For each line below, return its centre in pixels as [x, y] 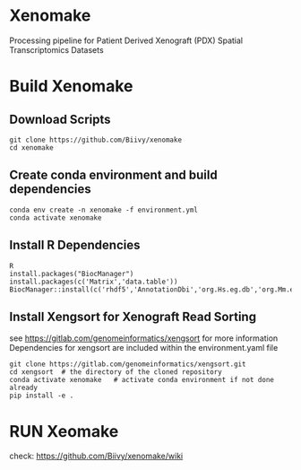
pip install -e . [42, 396]
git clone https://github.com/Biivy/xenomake [95, 140]
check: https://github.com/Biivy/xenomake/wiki [96, 456]
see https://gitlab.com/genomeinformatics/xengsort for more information [144, 338]
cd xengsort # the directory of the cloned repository [116, 372]
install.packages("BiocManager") [72, 274]
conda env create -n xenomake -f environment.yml [104, 210]
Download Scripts [60, 119]
